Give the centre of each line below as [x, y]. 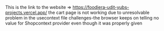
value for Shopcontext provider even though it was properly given [74, 23]
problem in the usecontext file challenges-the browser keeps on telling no [82, 18]
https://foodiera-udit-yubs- [101, 7]
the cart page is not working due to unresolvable [99, 12]
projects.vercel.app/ [26, 12]
